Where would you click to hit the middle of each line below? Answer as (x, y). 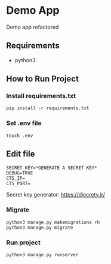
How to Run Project (43, 79)
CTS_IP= (16, 178)
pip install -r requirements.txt (48, 108)
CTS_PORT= (18, 183)
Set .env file (24, 123)
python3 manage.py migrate (40, 228)
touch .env (20, 136)
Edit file (21, 154)
